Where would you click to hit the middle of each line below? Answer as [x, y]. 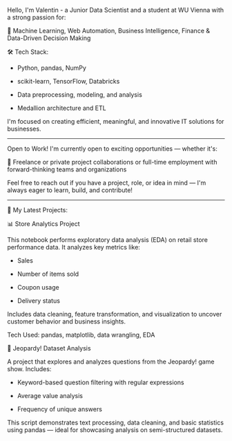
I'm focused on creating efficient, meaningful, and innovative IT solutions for [116, 121]
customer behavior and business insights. [67, 321]
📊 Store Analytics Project [44, 224]
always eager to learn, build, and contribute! [70, 190]
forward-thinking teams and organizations [67, 169]
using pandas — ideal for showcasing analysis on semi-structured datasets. [115, 430]
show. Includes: [29, 369]
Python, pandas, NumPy [51, 68]
